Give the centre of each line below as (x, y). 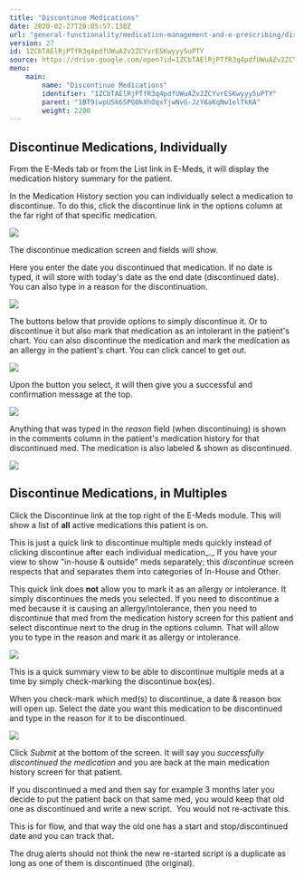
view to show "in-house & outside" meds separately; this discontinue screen (152, 562)
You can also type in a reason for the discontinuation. (109, 287)
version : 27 (32, 43)
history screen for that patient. (66, 772)
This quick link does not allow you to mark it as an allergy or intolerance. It (148, 589)
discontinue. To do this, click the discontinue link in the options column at (146, 206)
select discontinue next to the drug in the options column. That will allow (144, 627)
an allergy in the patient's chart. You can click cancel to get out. (128, 351)
